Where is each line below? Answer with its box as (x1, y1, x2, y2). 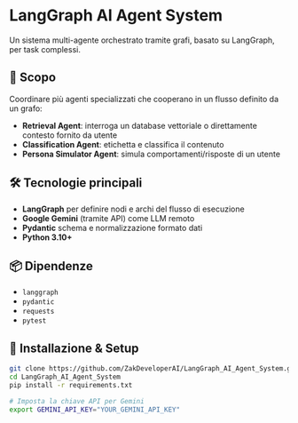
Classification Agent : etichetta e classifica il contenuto (21, 139, 224, 149)
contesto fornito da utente (21, 130, 118, 140)
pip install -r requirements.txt (9, 380, 133, 389)
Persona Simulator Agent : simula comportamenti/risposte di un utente (21, 148, 281, 159)
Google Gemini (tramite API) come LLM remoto (21, 212, 195, 223)
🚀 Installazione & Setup (9, 340, 139, 355)
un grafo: (9, 103, 43, 114)
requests (21, 307, 55, 316)
